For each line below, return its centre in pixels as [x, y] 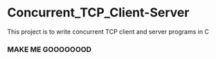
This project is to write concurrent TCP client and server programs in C [108, 32]
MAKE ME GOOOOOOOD [49, 49]
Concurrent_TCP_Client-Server [98, 13]
